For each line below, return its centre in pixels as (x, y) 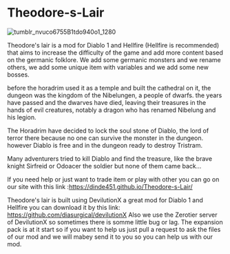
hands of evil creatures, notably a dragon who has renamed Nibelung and (112, 110)
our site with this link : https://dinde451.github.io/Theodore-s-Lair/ (100, 186)
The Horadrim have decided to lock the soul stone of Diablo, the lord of (108, 130)
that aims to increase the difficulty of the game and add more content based (115, 52)
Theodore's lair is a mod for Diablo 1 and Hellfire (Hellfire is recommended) (113, 45)
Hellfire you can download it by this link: (64, 207)
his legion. (22, 117)
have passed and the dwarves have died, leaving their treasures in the (107, 102)
